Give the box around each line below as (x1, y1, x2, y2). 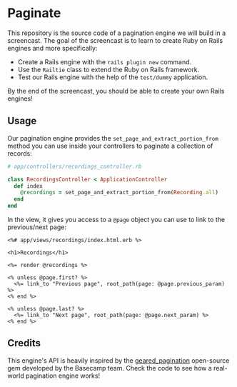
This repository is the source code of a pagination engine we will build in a (7, 29, 226, 37)
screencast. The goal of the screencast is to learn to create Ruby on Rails (7, 36, 223, 44)
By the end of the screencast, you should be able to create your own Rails (7, 86, 225, 95)
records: (7, 149, 32, 158)
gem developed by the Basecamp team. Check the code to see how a (7, 363, 212, 372)
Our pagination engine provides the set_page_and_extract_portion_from (7, 134, 219, 142)
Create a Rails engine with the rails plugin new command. (17, 57, 192, 66)
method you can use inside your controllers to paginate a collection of (7, 141, 213, 150)
